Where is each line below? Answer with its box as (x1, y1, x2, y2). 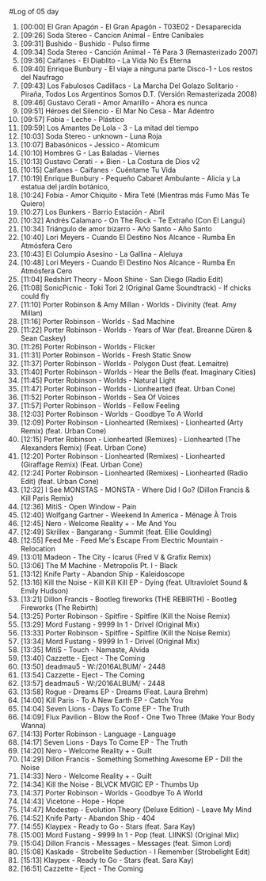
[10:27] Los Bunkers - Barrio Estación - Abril (20, 208, 165, 216)
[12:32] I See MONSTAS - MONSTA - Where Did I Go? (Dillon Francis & (20, 485, 250, 494)
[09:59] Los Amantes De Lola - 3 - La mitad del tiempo (20, 123, 199, 132)
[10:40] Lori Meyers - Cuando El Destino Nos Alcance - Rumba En (20, 233, 236, 242)
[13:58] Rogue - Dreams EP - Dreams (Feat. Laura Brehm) (20, 687, 208, 696)
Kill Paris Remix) (20, 494, 74, 502)
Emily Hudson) (20, 586, 69, 595)
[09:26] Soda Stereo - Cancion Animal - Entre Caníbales (20, 31, 204, 40)
